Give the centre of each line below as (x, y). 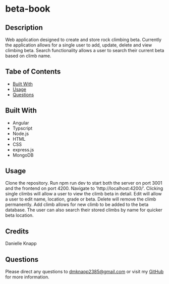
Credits (17, 231)
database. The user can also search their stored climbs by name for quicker (84, 210)
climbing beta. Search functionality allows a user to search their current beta (85, 50)
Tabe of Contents (33, 72)
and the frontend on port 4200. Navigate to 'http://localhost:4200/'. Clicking (84, 188)
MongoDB (23, 155)
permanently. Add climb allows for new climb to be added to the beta (77, 205)
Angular (21, 123)
